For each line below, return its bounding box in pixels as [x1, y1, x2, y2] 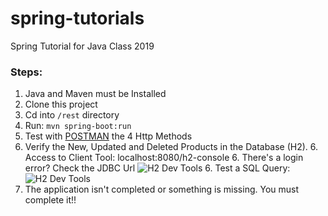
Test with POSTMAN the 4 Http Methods [24, 130, 193, 142]
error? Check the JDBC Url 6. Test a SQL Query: [24, 162, 291, 174]
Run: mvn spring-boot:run [24, 120, 132, 132]
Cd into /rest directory [24, 109, 120, 121]
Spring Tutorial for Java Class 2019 [10, 40, 155, 52]
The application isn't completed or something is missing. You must [24, 183, 300, 196]
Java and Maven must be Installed [24, 88, 167, 100]
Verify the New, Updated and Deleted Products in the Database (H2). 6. [24, 141, 319, 153]
